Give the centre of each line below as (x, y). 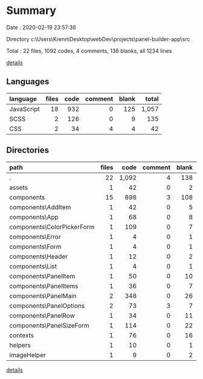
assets (19, 187)
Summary (31, 11)
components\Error (35, 236)
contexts (22, 335)
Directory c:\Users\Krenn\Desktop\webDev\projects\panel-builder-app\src (98, 39)
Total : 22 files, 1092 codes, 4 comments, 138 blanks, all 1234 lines (89, 51)
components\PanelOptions (47, 306)
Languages (28, 82)
